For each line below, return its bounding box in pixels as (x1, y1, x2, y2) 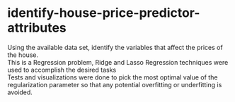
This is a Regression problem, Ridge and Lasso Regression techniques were (7, 58, 229, 66)
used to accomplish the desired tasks (7, 65, 117, 74)
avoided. (7, 88, 33, 96)
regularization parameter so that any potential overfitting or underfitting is (7, 80, 222, 89)
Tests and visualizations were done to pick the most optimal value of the (7, 72, 218, 82)
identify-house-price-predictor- (7, 5, 200, 21)
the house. (7, 51, 39, 59)
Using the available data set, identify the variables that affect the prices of (7, 43, 223, 51)
